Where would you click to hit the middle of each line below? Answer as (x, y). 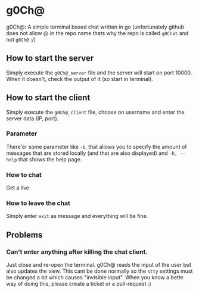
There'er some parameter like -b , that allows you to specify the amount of (97, 146)
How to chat (24, 174)
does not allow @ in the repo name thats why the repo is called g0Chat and (97, 33)
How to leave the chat (38, 203)
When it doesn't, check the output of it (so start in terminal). (80, 79)
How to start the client (48, 98)
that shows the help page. (50, 159)
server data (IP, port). (32, 118)
